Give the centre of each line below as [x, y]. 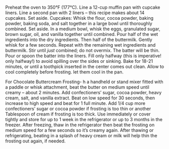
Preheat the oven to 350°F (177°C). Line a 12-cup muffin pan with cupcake [83, 7]
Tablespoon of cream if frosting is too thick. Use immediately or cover [78, 114]
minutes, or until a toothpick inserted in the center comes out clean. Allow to [85, 66]
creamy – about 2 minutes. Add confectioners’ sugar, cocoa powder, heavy [83, 92]
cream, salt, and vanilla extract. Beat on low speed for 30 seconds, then [80, 98]
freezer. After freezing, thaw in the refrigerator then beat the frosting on [80, 125]
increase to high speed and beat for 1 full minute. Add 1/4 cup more [75, 103]
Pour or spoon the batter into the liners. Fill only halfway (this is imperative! [83, 56]
